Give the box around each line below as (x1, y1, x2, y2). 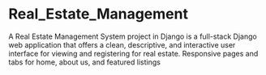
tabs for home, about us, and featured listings (8, 57, 161, 67)
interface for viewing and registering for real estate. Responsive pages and (8, 48, 259, 58)
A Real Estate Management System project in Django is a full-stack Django (8, 31, 257, 41)
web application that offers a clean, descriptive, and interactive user (8, 40, 236, 49)
